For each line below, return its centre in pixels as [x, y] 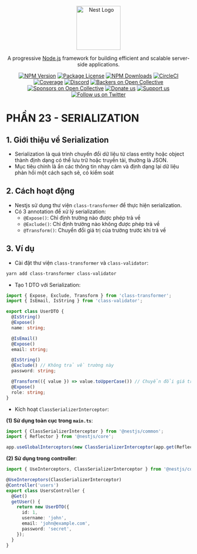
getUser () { [26, 502]
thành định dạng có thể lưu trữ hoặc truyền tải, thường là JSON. [91, 160]
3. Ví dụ [21, 249]
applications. [104, 64]
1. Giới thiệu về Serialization [57, 140]
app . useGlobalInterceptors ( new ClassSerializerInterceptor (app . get [90, 447]
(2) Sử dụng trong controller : [42, 458]
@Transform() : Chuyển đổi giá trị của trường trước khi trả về [94, 230]
